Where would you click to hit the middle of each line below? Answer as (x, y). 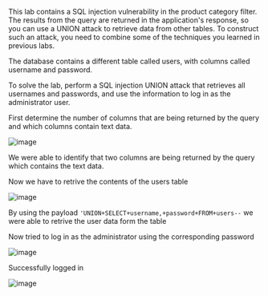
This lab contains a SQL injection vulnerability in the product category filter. (133, 12)
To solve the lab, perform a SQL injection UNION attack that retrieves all (127, 85)
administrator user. (39, 102)
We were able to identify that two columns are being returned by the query (132, 157)
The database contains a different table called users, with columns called (129, 61)
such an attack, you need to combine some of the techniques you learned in (134, 37)
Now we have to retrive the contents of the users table (98, 181)
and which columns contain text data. (70, 126)
